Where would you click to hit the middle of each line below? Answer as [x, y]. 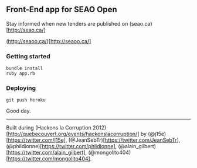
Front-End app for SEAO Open [62, 10]
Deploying [21, 88]
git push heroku [26, 100]
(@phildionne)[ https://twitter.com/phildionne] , [62, 146]
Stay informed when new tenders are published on [67, 23]
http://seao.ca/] [27, 30]
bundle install [25, 69]
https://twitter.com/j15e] [37, 140]
